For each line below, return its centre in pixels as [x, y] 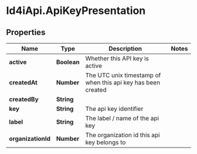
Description [125, 49]
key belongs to [106, 142]
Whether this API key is [117, 58]
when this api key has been [123, 83]
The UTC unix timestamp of [123, 75]
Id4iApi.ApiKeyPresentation [76, 11]
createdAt [23, 83]
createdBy [24, 99]
